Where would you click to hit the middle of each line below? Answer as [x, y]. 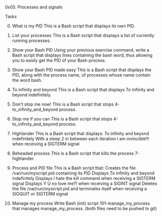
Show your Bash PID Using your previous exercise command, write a [81, 50]
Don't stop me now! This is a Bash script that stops [63, 104]
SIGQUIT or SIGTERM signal [40, 194]
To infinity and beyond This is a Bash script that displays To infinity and [83, 89]
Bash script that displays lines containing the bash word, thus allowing [82, 55]
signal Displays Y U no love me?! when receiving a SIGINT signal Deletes [85, 183]
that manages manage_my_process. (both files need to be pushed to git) [84, 208]
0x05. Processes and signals [34, 7]
